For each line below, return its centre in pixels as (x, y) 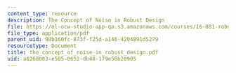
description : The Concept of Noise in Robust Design (86, 20)
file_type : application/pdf (48, 33)
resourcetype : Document (42, 46)
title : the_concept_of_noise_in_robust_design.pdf (83, 53)
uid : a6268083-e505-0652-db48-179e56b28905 (72, 59)
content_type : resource (42, 14)
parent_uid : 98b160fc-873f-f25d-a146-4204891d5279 (83, 40)
